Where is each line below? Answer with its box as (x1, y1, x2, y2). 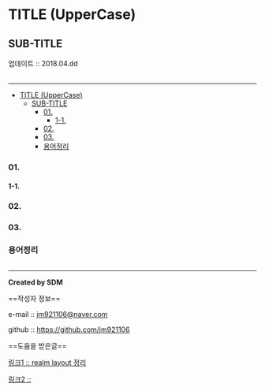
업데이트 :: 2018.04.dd (8, 59, 79, 68)
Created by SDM (8, 277, 63, 287)
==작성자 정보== (8, 293, 61, 303)
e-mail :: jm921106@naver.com (8, 309, 108, 318)
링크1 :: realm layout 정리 (8, 357, 87, 367)
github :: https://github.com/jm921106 (8, 325, 130, 334)
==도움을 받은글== (8, 341, 67, 350)
